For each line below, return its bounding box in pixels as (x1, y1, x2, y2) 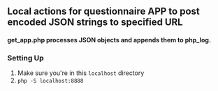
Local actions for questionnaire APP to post (7, 6, 201, 17)
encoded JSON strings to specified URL (7, 17, 183, 28)
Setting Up (7, 53, 44, 63)
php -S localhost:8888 (17, 78, 84, 85)
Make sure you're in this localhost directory (17, 69, 145, 77)
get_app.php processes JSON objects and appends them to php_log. (7, 35, 212, 44)
